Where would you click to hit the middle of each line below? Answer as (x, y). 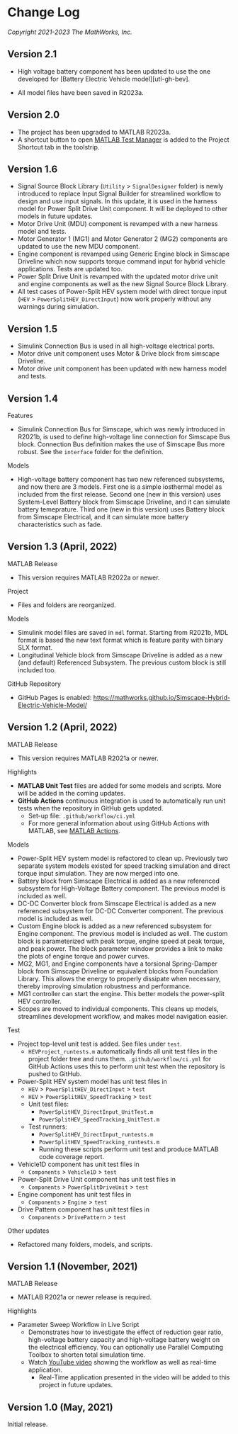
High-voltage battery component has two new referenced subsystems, (121, 479)
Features (20, 416)
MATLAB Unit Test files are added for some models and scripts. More (119, 785)
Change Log (44, 12)
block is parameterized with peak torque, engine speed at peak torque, (121, 941)
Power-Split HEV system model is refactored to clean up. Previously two (123, 858)
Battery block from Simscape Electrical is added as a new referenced (118, 881)
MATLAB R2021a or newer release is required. (85, 1297)
